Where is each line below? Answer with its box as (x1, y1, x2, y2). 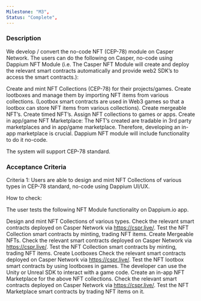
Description (6, 34, 41, 43)
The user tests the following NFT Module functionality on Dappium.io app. (6, 206, 189, 213)
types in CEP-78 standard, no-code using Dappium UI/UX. (6, 183, 150, 190)
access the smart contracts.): (6, 73, 79, 81)
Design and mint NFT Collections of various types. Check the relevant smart (6, 217, 194, 225)
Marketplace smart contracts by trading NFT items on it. (6, 288, 145, 295)
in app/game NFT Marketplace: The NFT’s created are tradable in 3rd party (6, 117, 192, 124)
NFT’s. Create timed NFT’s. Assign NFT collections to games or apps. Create (6, 111, 196, 118)
